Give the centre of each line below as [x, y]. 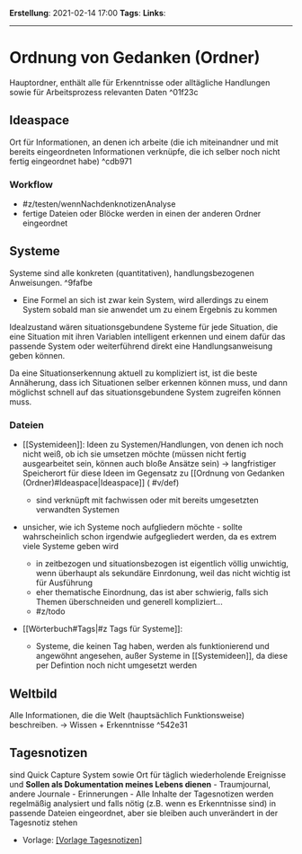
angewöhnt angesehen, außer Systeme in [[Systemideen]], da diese [162, 656]
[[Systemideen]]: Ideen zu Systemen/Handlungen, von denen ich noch [153, 445]
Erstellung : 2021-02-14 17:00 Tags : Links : [88, 13]
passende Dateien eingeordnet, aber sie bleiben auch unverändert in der [144, 813]
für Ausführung [64, 583]
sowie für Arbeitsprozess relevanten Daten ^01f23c [104, 92]
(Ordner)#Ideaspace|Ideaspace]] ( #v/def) [101, 483]
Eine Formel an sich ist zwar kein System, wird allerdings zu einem [145, 299]
